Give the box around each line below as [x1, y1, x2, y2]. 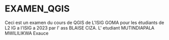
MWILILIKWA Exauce [5, 30, 49, 36]
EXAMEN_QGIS [5, 3, 70, 14]
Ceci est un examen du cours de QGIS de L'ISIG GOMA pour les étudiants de [5, 19, 164, 25]
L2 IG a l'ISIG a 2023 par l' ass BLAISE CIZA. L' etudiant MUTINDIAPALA [5, 24, 155, 30]
